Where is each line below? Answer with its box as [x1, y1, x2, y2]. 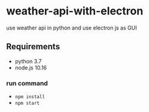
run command [6, 79, 48, 87]
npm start [14, 101, 40, 107]
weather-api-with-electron [6, 4, 144, 18]
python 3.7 [14, 57, 42, 64]
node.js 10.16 [14, 64, 47, 71]
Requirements [6, 42, 60, 52]
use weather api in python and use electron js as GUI [6, 24, 137, 31]
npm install [14, 94, 45, 100]
